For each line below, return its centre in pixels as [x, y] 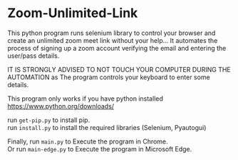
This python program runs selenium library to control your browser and [112, 33]
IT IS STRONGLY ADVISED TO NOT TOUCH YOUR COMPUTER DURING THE [119, 69]
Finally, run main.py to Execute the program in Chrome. [88, 141]
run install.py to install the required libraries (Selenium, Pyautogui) [107, 127]
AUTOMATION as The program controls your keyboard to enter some [109, 77]
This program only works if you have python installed [86, 99]
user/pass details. [33, 56]
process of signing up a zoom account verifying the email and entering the [117, 48]
